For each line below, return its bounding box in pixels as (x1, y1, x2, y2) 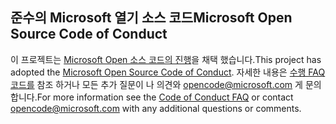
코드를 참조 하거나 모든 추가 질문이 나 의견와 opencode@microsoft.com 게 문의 (10, 78, 322, 90)
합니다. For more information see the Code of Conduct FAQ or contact (10, 91, 294, 103)
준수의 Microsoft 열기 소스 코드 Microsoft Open (10, 9, 293, 27)
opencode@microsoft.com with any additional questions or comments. (10, 102, 302, 114)
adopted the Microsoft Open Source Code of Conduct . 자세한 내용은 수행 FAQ (10, 66, 326, 78)
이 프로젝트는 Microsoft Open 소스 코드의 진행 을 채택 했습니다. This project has (10, 53, 322, 65)
